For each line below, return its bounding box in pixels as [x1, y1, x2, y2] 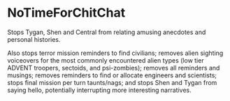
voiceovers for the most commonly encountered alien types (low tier [7, 56, 204, 64]
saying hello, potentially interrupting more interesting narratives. [7, 86, 192, 94]
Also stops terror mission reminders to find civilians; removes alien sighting [7, 49, 224, 57]
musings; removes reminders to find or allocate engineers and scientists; [7, 71, 217, 79]
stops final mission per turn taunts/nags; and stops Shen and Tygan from [7, 78, 217, 86]
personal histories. [7, 35, 61, 43]
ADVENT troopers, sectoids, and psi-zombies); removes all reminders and [7, 63, 220, 72]
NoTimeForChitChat [7, 5, 126, 21]
